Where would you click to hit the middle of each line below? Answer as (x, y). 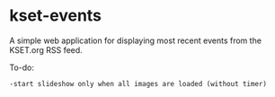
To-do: (22, 67)
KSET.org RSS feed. (46, 49)
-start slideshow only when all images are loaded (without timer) (138, 84)
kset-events (55, 16)
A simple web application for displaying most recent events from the (136, 40)
